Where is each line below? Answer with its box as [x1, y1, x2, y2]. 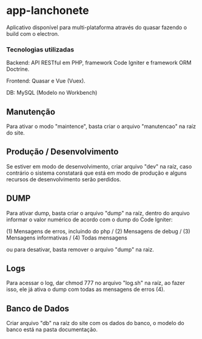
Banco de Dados [6, 303, 70, 314]
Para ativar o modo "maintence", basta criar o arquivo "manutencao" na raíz [6, 123, 196, 130]
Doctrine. [6, 65, 30, 73]
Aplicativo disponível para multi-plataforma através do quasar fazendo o [6, 24, 187, 31]
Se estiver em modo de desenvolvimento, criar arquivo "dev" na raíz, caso [6, 163, 192, 170]
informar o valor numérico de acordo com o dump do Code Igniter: [6, 216, 173, 223]
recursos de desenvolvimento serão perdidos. [6, 175, 121, 183]
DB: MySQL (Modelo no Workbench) [6, 89, 98, 96]
